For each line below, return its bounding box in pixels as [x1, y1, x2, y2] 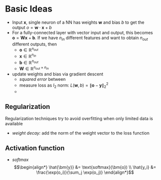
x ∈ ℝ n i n [19, 52, 36, 59]
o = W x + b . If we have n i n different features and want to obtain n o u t [12, 35, 148, 42]
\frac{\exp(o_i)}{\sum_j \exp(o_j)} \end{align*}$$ [36, 169, 134, 175]
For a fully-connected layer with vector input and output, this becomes [12, 30, 153, 35]
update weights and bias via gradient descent [12, 71, 103, 77]
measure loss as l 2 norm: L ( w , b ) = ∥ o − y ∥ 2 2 [19, 81, 109, 89]
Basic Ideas [5, 3, 52, 15]
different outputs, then [12, 41, 57, 47]
